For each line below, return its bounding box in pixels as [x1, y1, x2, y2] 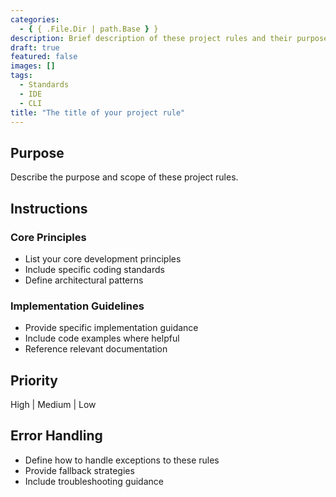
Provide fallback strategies [24, 464, 135, 476]
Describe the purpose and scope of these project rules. [10, 171, 239, 183]
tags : [10, 71, 33, 81]
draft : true [10, 42, 60, 53]
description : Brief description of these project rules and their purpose [10, 33, 329, 43]
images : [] [10, 61, 56, 71]
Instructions [10, 200, 88, 217]
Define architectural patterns [24, 274, 144, 286]
